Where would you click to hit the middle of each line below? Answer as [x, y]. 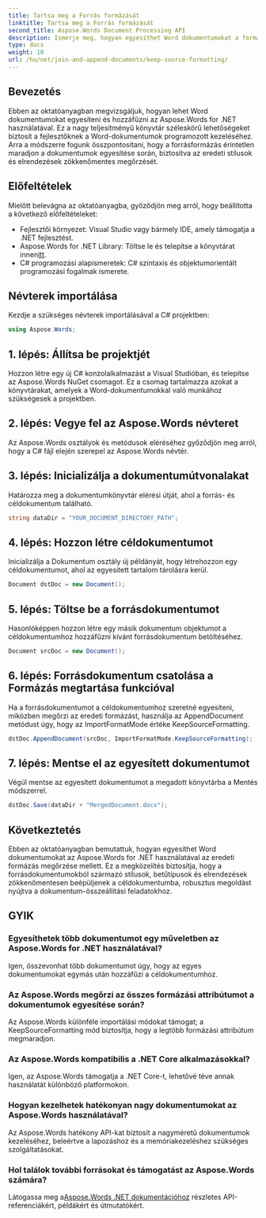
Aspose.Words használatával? [68, 1115]
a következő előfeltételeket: [53, 214]
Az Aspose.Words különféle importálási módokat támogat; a [106, 1022]
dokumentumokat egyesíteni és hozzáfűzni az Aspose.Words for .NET [122, 119]
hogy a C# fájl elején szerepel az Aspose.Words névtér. [99, 451]
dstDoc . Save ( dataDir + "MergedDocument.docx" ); [88, 805]
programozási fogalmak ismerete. [74, 271]
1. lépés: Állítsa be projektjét [79, 354]
